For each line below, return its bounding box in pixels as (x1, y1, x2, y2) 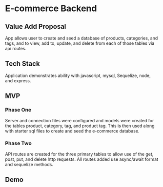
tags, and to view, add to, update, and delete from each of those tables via (5, 40, 155, 46)
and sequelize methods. (5, 161, 54, 167)
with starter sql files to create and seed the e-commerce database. (5, 128, 140, 134)
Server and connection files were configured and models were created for (5, 117, 154, 123)
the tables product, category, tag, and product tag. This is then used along (5, 123, 155, 129)
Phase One (5, 107, 32, 113)
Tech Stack (5, 59, 40, 68)
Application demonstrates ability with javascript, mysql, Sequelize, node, (5, 73, 151, 78)
